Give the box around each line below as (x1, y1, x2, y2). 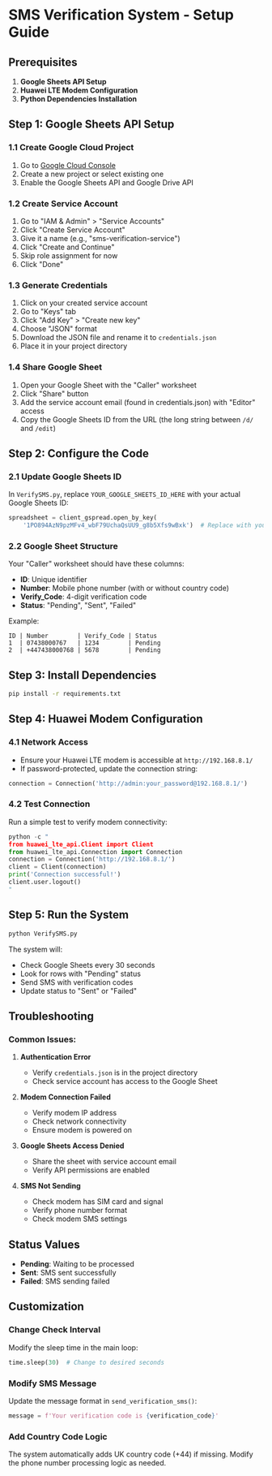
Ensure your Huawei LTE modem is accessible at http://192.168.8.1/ (19, 755, 253, 765)
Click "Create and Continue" (19, 242, 115, 252)
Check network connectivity (32, 1116, 127, 1126)
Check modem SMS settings (32, 1214, 128, 1224)
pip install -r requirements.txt (8, 690, 121, 698)
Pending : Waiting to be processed (19, 1259, 135, 1269)
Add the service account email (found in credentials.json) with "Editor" (19, 397, 256, 407)
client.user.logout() (8, 878, 82, 887)
